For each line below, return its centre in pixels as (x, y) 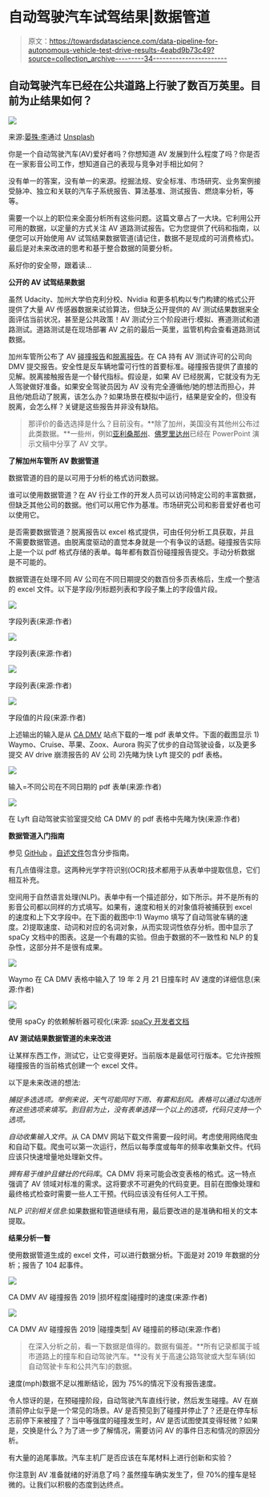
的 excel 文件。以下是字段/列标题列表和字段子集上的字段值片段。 (115, 589)
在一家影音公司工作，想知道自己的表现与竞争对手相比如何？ (107, 164)
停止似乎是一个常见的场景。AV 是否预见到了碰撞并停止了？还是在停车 (137, 1410)
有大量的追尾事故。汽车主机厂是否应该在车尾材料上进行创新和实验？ (121, 1457)
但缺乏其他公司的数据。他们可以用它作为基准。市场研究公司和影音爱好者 (127, 505)
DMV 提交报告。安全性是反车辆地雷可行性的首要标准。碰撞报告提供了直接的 (133, 366)
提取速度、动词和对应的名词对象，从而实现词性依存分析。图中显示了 (141, 927)
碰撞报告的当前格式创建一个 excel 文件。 (75, 1065)
